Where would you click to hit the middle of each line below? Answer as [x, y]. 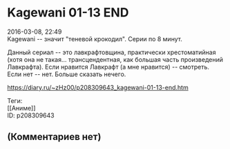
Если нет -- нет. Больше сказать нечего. [67, 74]
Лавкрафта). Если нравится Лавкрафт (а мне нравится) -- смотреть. [108, 67]
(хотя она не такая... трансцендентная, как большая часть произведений [115, 59]
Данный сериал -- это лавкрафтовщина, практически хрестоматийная [112, 52]
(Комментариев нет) [54, 137]
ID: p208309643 [31, 115]
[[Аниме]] [21, 108]
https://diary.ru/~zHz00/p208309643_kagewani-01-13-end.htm [98, 87]
